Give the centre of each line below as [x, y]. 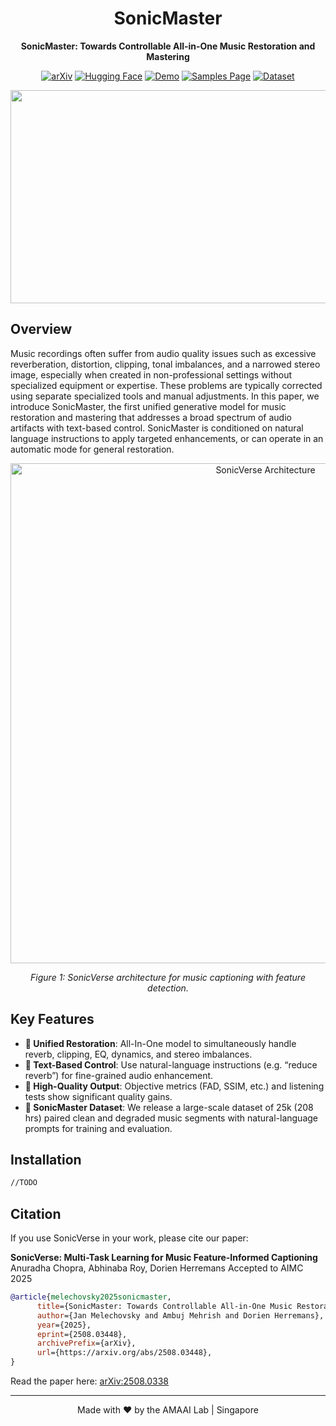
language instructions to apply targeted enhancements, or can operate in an [167, 438]
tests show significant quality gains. [98, 1096]
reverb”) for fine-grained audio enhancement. [119, 1075]
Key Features [52, 1019]
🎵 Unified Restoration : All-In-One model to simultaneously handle [160, 1043]
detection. [168, 988]
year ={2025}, [64, 1325]
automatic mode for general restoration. [92, 449]
